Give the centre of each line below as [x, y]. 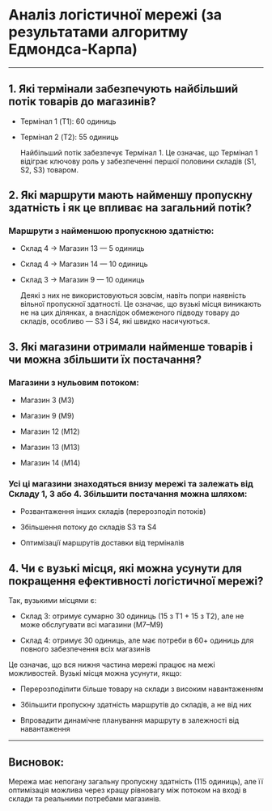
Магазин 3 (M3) [47, 400]
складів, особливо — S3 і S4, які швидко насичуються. [115, 321]
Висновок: [36, 762]
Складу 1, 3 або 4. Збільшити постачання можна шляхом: [128, 494]
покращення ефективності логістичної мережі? [136, 581]
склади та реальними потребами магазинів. [85, 799]
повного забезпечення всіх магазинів [85, 649]
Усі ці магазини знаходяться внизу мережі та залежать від [131, 484]
